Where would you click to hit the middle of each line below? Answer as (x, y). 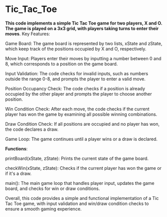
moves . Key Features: (28, 34)
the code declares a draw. (32, 129)
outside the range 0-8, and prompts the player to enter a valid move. (75, 79)
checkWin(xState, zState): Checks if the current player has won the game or (83, 168)
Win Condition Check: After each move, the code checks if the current (77, 109)
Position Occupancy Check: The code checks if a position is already (75, 88)
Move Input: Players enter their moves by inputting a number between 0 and (83, 58)
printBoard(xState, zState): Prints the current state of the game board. (77, 158)
